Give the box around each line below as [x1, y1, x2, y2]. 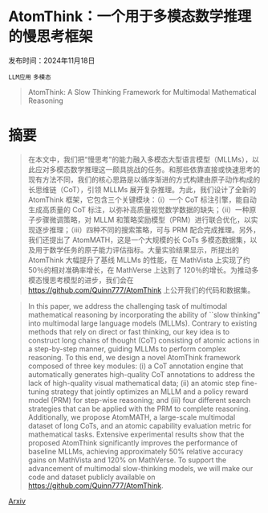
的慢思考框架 [8, 27, 94, 46]
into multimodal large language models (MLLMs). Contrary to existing [27, 318, 258, 328]
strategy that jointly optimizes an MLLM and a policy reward [51, 387, 249, 396]
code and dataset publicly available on [27, 472, 156, 482]
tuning [27, 387, 50, 396]
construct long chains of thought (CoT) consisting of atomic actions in [27, 335, 260, 345]
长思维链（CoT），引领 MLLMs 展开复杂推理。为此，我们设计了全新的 [27, 184, 257, 194]
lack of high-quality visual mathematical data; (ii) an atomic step [27, 378, 240, 388]
